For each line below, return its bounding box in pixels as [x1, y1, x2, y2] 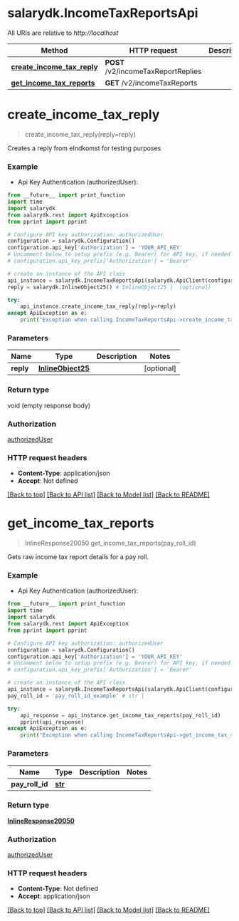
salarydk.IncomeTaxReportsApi [7, 5, 198, 21]
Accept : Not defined [17, 477, 78, 485]
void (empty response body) [7, 401, 91, 410]
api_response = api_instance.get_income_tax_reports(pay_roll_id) [20, 712, 221, 719]
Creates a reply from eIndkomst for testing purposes [7, 144, 161, 152]
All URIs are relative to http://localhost [7, 28, 119, 37]
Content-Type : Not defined [17, 885, 98, 893]
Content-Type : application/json [17, 469, 110, 478]
